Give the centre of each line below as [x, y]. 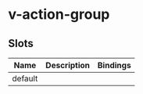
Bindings [114, 65]
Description [68, 65]
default [25, 78]
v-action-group [59, 14]
